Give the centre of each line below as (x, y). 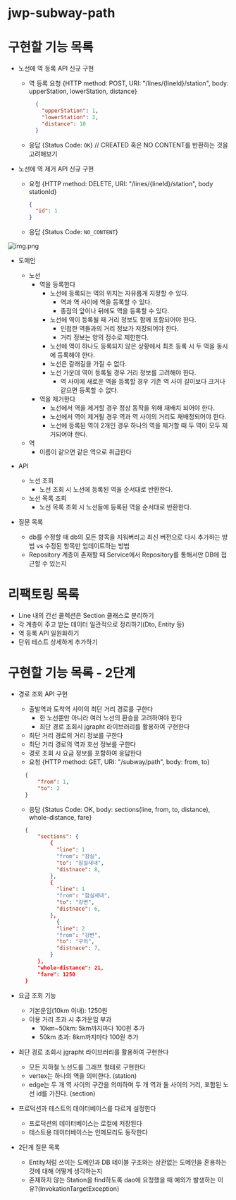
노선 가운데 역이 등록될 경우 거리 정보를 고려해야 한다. (123, 372)
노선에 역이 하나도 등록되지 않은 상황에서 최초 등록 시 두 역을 (132, 346)
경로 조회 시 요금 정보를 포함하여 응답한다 (85, 753)
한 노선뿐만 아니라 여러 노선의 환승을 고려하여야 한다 (111, 718)
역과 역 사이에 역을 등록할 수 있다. (106, 302)
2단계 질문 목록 (39, 1147)
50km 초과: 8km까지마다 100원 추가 (89, 1037)
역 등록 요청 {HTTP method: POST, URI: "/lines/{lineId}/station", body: (129, 83)
